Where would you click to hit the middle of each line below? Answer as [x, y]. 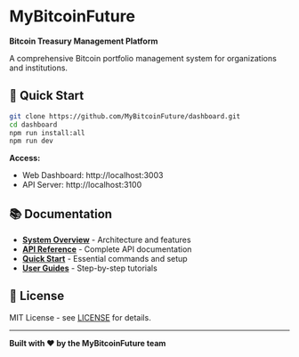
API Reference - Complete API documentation [107, 249]
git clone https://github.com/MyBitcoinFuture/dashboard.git [125, 116]
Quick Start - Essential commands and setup [105, 259]
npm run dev [31, 141]
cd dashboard [33, 125]
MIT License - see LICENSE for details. [80, 317]
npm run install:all [48, 133]
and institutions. [39, 68]
